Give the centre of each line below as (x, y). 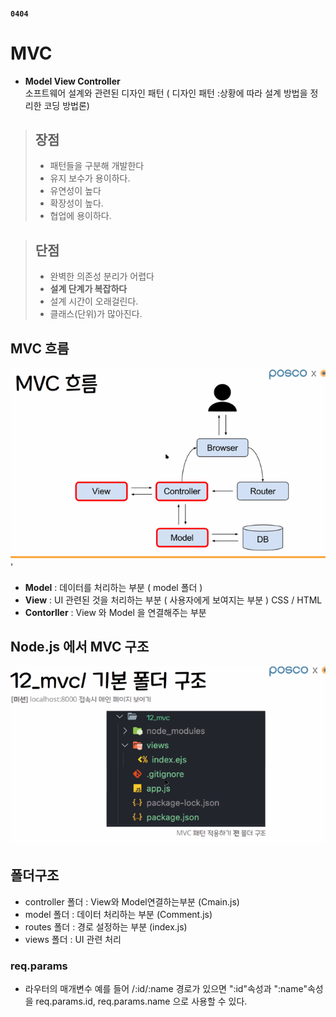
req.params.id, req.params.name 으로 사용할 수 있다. (141, 1001)
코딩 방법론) (66, 105)
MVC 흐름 (40, 348)
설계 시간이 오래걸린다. (94, 301)
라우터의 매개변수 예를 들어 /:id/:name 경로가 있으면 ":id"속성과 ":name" (166, 989)
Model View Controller (72, 81)
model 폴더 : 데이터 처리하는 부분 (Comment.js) (118, 914)
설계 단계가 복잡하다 (88, 289)
